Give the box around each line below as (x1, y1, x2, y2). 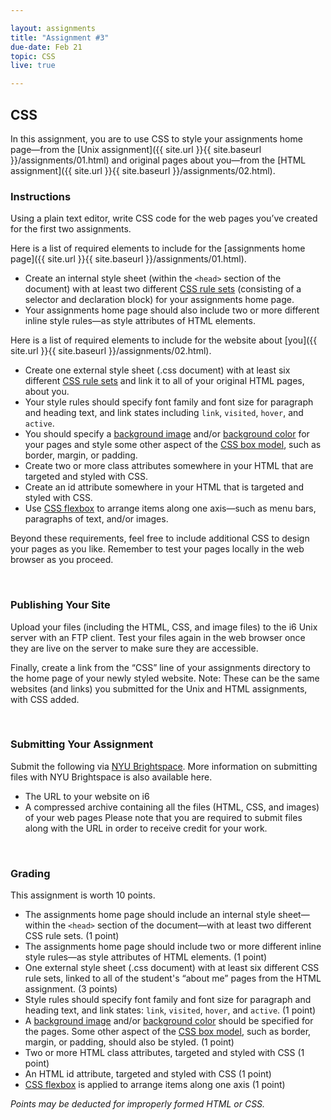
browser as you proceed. (10, 554, 114, 566)
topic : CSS (10, 51, 56, 61)
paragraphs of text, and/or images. (24, 513, 169, 525)
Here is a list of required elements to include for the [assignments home (10, 242, 306, 255)
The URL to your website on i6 (24, 790, 150, 802)
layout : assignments (10, 23, 97, 33)
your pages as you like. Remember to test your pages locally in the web (10, 543, 305, 555)
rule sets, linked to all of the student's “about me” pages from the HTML (24, 972, 322, 985)
